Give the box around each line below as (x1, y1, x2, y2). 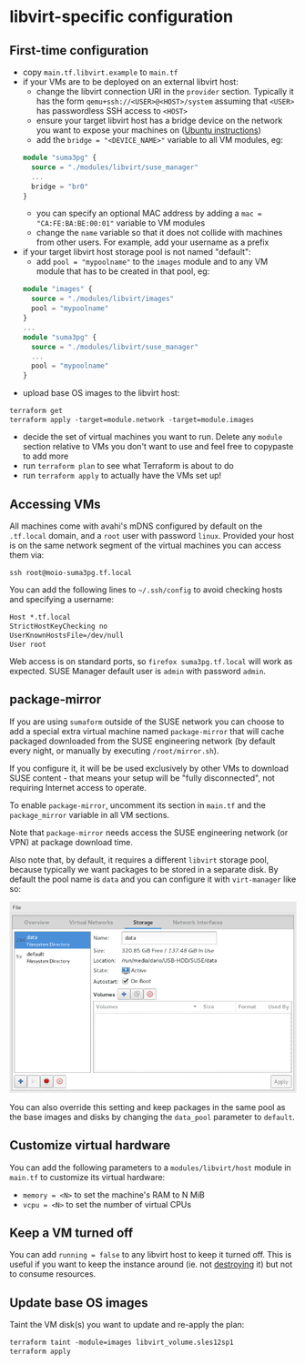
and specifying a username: (9, 593, 115, 604)
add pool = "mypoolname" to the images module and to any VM (36, 257, 269, 268)
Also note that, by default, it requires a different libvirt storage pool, (9, 854, 269, 865)
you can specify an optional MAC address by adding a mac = (36, 207, 262, 219)
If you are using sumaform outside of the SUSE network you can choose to (9, 716, 285, 727)
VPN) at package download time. (9, 836, 134, 847)
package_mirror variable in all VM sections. (9, 809, 170, 820)
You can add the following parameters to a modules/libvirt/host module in (9, 1162, 291, 1173)
